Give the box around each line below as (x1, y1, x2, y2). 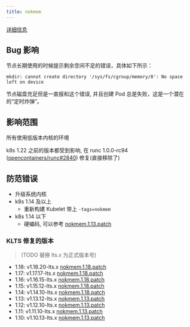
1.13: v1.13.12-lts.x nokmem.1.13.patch (14, 295, 105, 302)
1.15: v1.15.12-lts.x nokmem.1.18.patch (14, 282, 105, 290)
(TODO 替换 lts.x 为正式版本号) (20, 252, 97, 259)
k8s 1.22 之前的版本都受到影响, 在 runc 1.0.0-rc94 (6, 147, 128, 154)
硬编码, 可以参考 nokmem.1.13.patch (23, 221, 112, 228)
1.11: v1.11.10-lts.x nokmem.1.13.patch (14, 308, 103, 315)
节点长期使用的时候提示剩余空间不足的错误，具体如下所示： (6, 62, 153, 69)
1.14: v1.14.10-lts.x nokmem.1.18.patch (14, 289, 106, 296)
